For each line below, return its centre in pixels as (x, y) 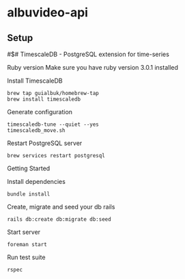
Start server (24, 232)
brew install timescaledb (44, 99)
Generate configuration (40, 112)
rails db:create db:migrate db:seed (59, 220)
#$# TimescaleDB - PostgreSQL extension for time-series (88, 54)
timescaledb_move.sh (37, 131)
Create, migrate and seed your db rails (61, 207)
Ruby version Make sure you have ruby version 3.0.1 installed (93, 67)
